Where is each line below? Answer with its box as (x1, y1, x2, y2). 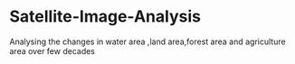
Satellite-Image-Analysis (9, 6, 202, 27)
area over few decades (9, 45, 96, 56)
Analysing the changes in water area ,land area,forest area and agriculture (9, 36, 287, 47)
